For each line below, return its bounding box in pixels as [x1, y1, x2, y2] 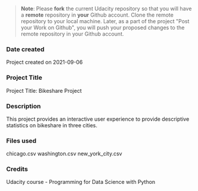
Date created [6, 45, 45, 53]
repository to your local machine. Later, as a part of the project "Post [20, 18, 190, 24]
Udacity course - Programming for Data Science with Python [6, 179, 156, 186]
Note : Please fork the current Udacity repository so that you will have [20, 5, 192, 12]
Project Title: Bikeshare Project [6, 87, 82, 94]
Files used [6, 136, 37, 145]
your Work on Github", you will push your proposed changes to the [20, 24, 185, 31]
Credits [6, 165, 28, 173]
